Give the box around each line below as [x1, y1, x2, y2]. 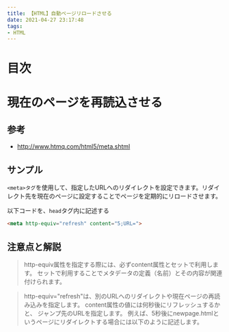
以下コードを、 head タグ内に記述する [7, 207, 109, 215]
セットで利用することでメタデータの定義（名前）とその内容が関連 [37, 268, 223, 277]
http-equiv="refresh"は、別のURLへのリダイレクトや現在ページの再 [23, 292, 215, 300]
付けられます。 [23, 277, 66, 285]
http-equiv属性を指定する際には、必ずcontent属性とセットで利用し [23, 260, 213, 268]
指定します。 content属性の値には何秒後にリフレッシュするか [47, 301, 221, 309]
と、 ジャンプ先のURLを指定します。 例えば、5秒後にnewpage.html [23, 309, 213, 317]
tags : [7, 23, 23, 29]
